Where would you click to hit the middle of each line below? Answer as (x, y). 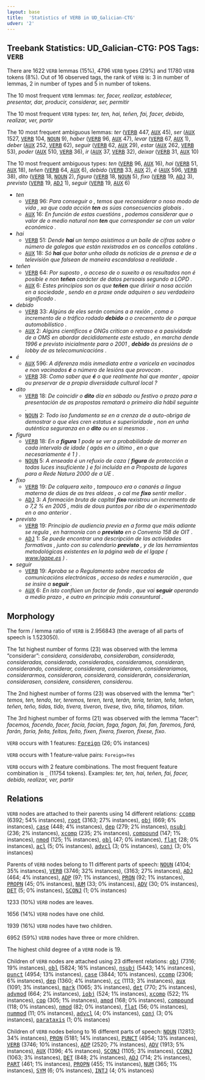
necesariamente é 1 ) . (53, 454)
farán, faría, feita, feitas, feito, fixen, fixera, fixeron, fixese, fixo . (87, 731)
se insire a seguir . (49, 584)
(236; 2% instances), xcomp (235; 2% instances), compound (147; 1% (94, 833)
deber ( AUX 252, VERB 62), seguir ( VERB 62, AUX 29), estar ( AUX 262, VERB (101, 145)
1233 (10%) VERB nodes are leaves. (50, 902)
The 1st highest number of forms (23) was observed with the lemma (92, 649)
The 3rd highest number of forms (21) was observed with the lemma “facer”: (103, 718)
